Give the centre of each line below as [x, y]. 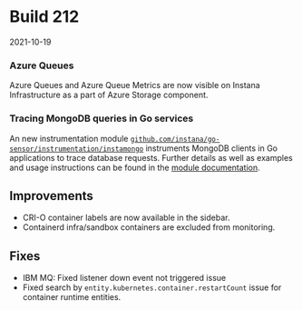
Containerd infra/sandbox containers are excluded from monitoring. [149, 227]
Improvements [51, 196]
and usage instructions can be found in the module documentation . [135, 167]
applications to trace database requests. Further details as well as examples [151, 157]
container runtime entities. [72, 297]
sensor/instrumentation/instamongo [77, 149]
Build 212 [44, 17]
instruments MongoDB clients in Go [212, 148]
